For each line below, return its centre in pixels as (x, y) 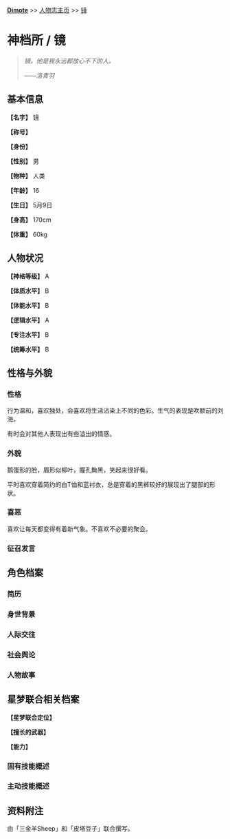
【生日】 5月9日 (30, 205)
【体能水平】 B (28, 305)
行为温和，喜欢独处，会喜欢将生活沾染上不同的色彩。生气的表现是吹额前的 (112, 411)
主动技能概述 (28, 786)
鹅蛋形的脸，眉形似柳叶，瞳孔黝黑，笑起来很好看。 (79, 470)
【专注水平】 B (28, 334)
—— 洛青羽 (39, 75)
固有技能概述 (28, 766)
